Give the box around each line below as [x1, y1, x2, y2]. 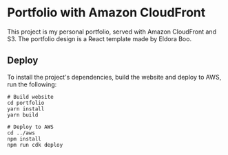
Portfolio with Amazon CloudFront [7, 5, 206, 21]
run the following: [7, 80, 57, 88]
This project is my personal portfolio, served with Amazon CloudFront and [7, 27, 217, 36]
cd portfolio [7, 99, 45, 106]
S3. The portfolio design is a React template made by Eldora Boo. [7, 34, 191, 43]
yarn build [7, 111, 39, 118]
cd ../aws [7, 129, 36, 136]
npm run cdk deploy [7, 141, 63, 148]
